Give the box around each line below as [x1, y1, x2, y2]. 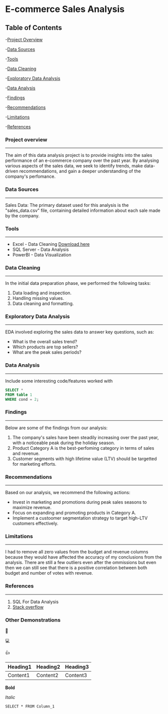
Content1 [7, 672, 30, 679]
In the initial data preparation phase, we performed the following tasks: [5, 280, 151, 286]
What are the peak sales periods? [12, 349, 81, 355]
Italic [5, 694, 15, 700]
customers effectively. [12, 521, 58, 526]
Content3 [64, 672, 87, 679]
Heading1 [7, 663, 31, 670]
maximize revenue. [12, 505, 51, 510]
